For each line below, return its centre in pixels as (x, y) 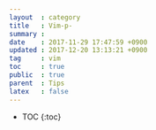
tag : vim (35, 58)
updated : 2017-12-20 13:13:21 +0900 (78, 50)
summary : (27, 34)
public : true (37, 75)
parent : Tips (37, 83)
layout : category (45, 17)
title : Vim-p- (41, 26)
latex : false (39, 91)
